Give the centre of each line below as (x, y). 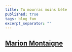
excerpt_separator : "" (28, 23)
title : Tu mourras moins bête (36, 10)
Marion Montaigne (34, 43)
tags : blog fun (21, 19)
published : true (22, 14)
